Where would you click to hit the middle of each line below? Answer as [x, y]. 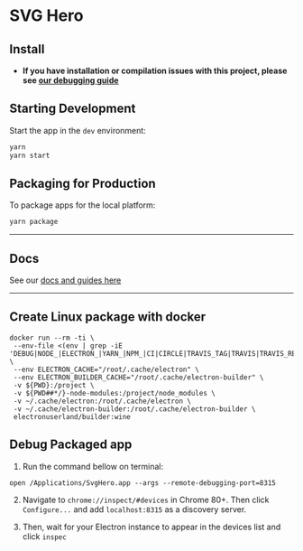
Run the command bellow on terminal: [93, 466]
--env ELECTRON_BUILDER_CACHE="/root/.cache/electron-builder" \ [138, 377]
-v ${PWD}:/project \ [54, 385]
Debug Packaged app [71, 445]
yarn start [30, 155]
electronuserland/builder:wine [72, 416]
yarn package [34, 222]
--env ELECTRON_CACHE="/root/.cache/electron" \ [106, 369]
